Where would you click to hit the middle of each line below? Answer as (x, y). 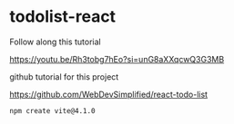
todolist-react (63, 17)
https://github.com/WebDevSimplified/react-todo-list (108, 94)
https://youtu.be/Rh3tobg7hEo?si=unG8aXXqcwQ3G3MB (117, 59)
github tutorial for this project (64, 76)
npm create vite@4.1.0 (52, 110)
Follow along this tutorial (56, 42)
